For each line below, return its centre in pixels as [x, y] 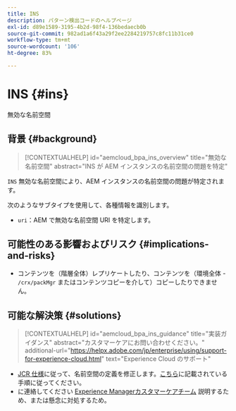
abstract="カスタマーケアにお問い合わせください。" [129, 343]
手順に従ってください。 [51, 383]
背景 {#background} [52, 139]
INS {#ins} [38, 94]
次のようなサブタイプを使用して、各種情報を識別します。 [90, 204]
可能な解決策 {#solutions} [64, 315]
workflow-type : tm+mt [39, 40]
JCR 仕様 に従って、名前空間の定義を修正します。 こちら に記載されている [122, 374]
